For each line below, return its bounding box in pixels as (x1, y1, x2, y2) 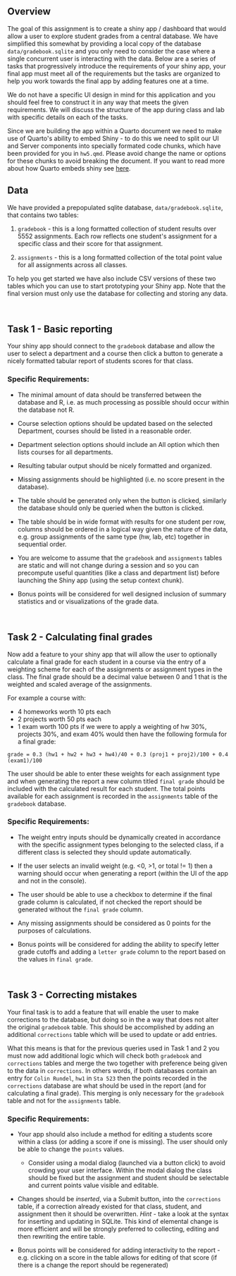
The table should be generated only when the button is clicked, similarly (17, 496, 227, 505)
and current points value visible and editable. (27, 1181, 159, 1189)
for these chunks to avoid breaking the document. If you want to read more (7, 157, 225, 165)
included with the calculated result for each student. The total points (7, 784, 206, 792)
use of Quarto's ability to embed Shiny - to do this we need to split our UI (7, 134, 220, 142)
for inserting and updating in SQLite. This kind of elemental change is (17, 1217, 219, 1225)
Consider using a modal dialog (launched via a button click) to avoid (27, 1158, 225, 1167)
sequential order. (17, 539, 67, 548)
